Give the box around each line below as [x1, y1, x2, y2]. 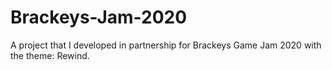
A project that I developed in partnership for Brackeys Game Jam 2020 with [10, 39, 322, 51]
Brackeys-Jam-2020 [10, 6, 188, 29]
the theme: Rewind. [10, 49, 90, 61]
